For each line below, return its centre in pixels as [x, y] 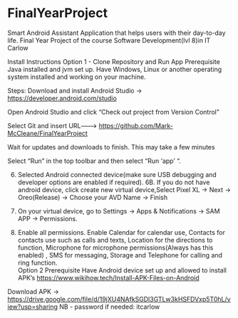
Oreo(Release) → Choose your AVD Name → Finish [93, 197]
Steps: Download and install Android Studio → [75, 90]
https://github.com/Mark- [136, 125]
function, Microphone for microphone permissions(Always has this [115, 248]
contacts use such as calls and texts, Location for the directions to [115, 240]
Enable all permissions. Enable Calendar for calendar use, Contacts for [121, 232]
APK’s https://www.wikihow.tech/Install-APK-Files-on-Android [108, 277]
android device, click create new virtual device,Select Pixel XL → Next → [124, 189]
